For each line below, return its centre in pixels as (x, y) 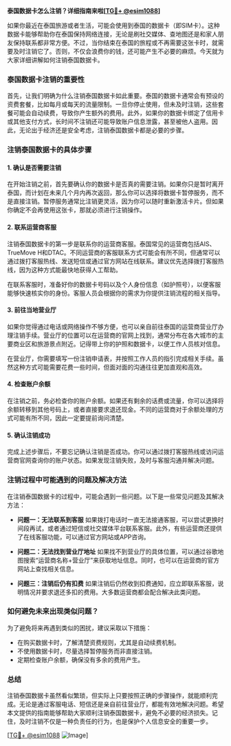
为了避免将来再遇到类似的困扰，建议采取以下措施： (79, 627)
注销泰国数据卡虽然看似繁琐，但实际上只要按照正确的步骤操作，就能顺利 (109, 696)
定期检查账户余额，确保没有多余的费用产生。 (80, 659)
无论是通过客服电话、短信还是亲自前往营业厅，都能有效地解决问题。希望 (121, 704)
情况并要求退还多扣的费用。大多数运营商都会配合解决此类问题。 (113, 592)
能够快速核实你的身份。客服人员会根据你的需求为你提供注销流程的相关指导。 (115, 293)
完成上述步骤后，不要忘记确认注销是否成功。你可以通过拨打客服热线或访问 (112, 452)
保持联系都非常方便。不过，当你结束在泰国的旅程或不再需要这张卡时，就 (115, 43)
